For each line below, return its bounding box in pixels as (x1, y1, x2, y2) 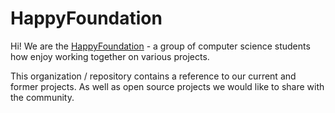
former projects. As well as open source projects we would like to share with (10, 80, 325, 92)
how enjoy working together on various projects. (10, 50, 210, 62)
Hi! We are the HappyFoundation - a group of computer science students (10, 40, 311, 52)
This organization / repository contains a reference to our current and (10, 70, 297, 82)
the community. (10, 91, 75, 103)
